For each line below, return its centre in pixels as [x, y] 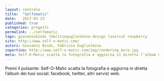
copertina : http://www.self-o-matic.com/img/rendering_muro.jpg [72, 50]
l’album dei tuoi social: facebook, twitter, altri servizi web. [63, 74]
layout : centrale [23, 9]
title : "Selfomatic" [27, 14]
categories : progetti [27, 28]
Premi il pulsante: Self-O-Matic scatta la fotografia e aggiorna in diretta [76, 68]
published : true [21, 23]
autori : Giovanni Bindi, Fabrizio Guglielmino [53, 46]
